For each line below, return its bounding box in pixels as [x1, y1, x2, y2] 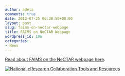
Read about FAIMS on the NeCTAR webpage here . [5, 56, 106, 62]
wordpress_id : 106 [5, 34, 42, 39]
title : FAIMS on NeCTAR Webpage [5, 30, 71, 34]
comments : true [5, 12, 36, 16]
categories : [5, 39, 29, 44]
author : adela [5, 7, 34, 12]
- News [5, 43, 18, 48]
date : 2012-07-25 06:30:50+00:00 [5, 16, 73, 21]
